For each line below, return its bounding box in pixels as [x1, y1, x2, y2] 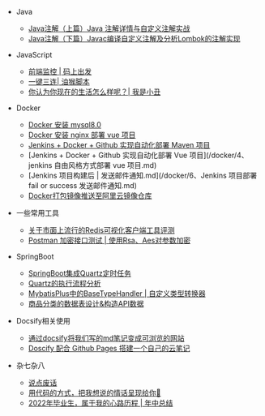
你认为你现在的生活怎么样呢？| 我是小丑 [28, 87, 161, 96]
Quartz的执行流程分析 [28, 279, 101, 288]
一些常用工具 [15, 208, 59, 217]
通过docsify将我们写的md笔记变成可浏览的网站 [28, 333, 185, 343]
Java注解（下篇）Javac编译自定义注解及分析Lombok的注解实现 [28, 34, 241, 43]
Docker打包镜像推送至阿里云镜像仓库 [28, 191, 152, 200]
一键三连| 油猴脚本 [28, 77, 91, 86]
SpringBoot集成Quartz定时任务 [28, 268, 131, 278]
